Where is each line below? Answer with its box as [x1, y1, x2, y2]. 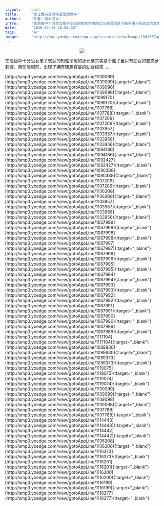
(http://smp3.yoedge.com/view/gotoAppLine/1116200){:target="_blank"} [5, 474, 150, 480]
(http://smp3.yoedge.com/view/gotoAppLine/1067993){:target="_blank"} [5, 287, 152, 293]
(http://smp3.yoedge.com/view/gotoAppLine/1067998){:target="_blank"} [5, 235, 152, 241]
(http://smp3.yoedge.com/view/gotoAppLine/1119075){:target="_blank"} [5, 370, 150, 376]
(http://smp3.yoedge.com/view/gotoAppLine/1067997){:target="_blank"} [5, 245, 151, 251]
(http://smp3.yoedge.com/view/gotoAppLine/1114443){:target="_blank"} [5, 422, 150, 428]
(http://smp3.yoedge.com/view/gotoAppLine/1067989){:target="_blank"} [5, 329, 152, 335]
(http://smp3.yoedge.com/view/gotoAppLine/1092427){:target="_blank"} [5, 162, 152, 168]
